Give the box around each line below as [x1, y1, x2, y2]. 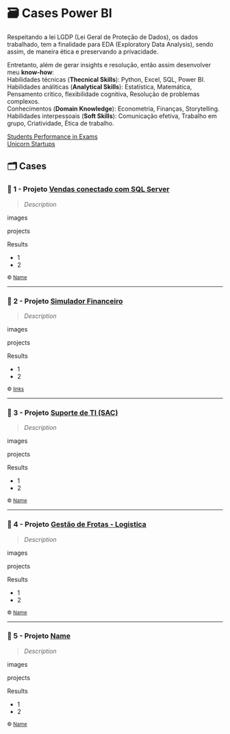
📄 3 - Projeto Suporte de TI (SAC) [7, 408, 118, 417]
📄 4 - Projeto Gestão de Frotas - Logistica [7, 520, 147, 529]
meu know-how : [7, 68, 55, 76]
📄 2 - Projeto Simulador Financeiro [7, 296, 123, 306]
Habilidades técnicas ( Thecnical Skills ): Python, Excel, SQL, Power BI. [7, 75, 205, 83]
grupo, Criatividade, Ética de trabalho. [7, 119, 114, 127]
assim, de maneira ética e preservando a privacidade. [7, 47, 159, 56]
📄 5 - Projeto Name [7, 631, 71, 641]
